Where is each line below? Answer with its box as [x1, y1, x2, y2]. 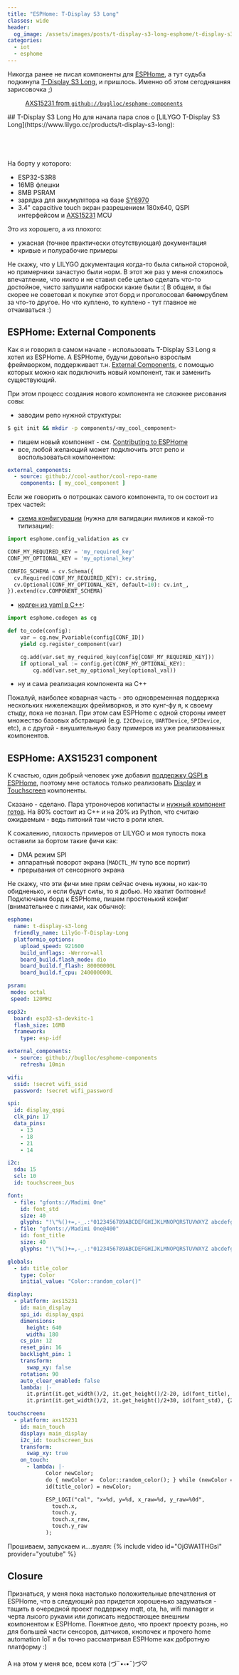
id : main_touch [20, 1423, 65, 1430]
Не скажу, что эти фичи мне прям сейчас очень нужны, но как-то [7, 880, 208, 888]
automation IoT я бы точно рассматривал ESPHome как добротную [7, 1634, 210, 1643]
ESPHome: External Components [7, 326, 156, 338]
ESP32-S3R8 [17, 173, 57, 181]
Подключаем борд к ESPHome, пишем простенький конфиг [7, 895, 188, 903]
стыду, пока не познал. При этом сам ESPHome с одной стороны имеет [7, 708, 226, 718]
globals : [7, 1258, 33, 1265]
